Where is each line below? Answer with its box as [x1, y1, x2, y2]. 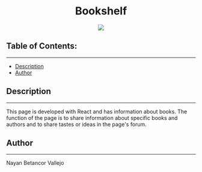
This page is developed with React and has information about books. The [6, 108, 188, 115]
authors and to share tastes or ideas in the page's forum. [6, 120, 147, 128]
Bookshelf [75, 4, 127, 18]
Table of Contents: [6, 41, 78, 52]
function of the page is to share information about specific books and [6, 114, 178, 121]
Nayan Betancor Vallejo [6, 159, 64, 167]
